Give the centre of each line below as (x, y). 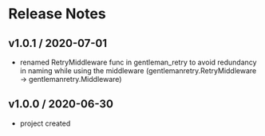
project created (45, 123)
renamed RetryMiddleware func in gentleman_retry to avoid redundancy (138, 62)
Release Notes (57, 14)
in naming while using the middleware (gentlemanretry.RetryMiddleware (138, 71)
